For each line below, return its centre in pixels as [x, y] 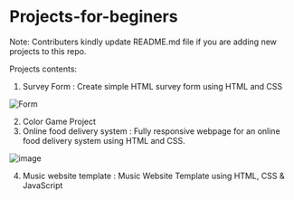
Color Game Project [59, 121]
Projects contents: [43, 69]
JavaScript [43, 185]
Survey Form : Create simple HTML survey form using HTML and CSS [152, 86]
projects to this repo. [48, 51]
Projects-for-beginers [94, 17]
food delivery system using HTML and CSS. [104, 140]
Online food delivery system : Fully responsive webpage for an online [151, 131]
